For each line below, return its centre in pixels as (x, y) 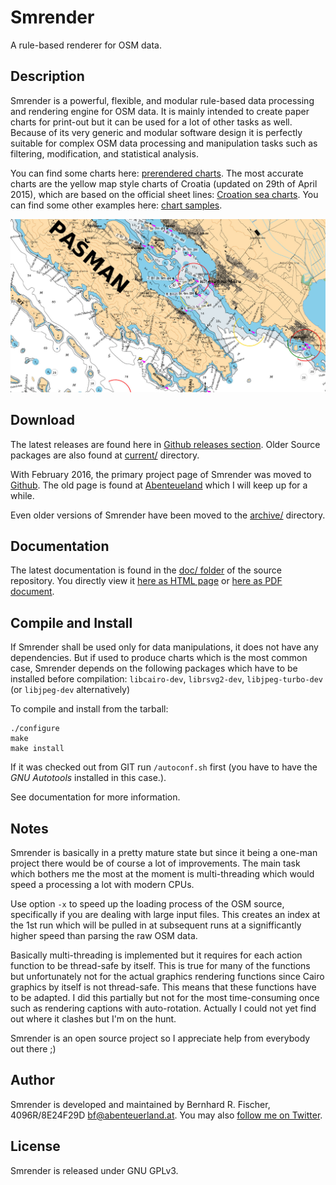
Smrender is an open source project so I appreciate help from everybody (160, 1038)
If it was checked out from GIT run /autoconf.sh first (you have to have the (164, 767)
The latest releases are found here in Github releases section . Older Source (165, 444)
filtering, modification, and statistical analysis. (104, 153)
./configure (35, 729)
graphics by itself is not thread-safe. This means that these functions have (163, 987)
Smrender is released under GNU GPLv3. (94, 1170)
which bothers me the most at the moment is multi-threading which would (162, 874)
